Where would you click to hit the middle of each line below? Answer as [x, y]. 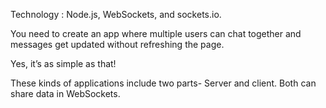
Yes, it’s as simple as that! [63, 63]
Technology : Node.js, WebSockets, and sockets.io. [116, 14]
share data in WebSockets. [65, 93]
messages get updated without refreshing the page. [117, 44]
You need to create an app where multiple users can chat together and [156, 33]
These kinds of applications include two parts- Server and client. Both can [163, 83]
